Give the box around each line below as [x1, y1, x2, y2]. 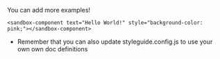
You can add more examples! [7, 6, 91, 14]
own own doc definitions [17, 45, 88, 53]
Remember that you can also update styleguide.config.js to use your [17, 37, 213, 46]
